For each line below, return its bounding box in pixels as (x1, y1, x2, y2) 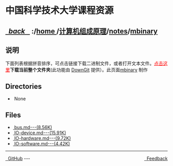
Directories (5, 82, 42, 90)
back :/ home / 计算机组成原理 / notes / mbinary (8, 27, 158, 35)
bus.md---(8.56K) (14, 124, 53, 131)
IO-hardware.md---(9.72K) (14, 135, 71, 141)
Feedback (146, 155, 168, 162)
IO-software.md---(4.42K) (14, 141, 71, 147)
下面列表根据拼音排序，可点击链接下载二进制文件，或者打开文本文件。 (5, 60, 154, 67)
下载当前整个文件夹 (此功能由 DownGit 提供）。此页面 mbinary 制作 (10, 67, 148, 73)
